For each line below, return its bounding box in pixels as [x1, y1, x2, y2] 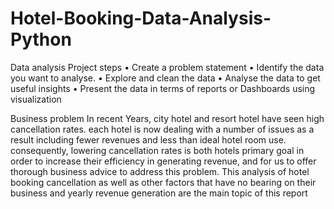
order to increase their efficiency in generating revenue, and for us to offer [10, 155, 317, 167]
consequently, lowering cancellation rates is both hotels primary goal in [10, 144, 305, 156]
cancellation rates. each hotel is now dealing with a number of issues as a [10, 123, 315, 135]
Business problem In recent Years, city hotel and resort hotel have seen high [10, 112, 325, 124]
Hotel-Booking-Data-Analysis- [10, 7, 272, 30]
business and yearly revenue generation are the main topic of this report [10, 187, 308, 199]
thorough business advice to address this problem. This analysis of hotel [10, 165, 310, 177]
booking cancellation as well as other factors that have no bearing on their [10, 176, 317, 188]
